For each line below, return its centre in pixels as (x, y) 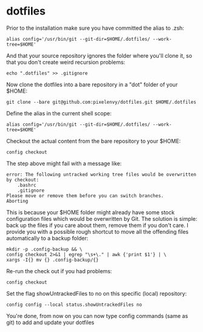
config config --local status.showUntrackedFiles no (74, 305)
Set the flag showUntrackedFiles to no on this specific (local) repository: (96, 293)
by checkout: (23, 180)
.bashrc (27, 185)
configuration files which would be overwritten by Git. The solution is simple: (102, 219)
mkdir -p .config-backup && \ (45, 249)
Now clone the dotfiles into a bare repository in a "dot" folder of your (92, 84)
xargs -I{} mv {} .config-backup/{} (52, 260)
